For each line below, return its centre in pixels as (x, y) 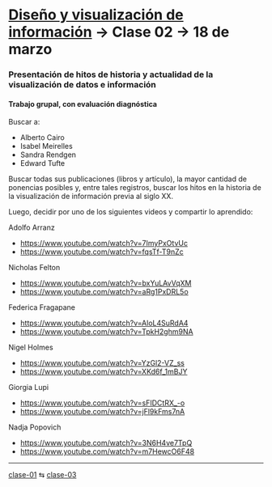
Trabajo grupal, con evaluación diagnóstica (83, 104)
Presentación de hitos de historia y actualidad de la (111, 74)
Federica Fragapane (42, 307)
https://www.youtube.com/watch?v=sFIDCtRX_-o (102, 403)
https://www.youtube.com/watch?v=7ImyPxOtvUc (104, 243)
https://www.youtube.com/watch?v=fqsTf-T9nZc (102, 252)
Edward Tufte (42, 163)
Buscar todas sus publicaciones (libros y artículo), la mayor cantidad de (127, 179)
